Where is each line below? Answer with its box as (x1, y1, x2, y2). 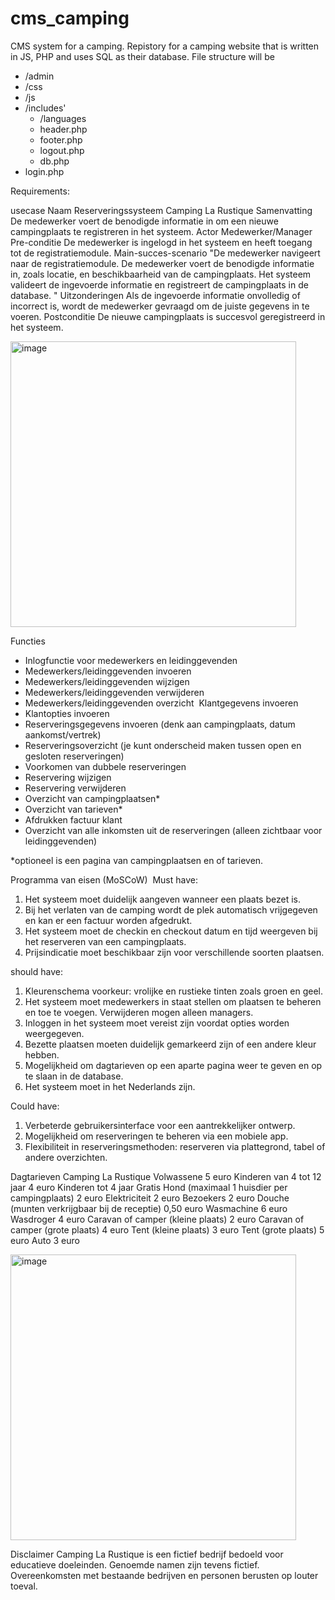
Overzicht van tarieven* (24, 803, 123, 815)
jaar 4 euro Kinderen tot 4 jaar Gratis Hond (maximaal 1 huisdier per (10, 1181, 288, 1193)
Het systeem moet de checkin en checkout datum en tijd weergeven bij (24, 925, 318, 937)
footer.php (39, 133, 83, 146)
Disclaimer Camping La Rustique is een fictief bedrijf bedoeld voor (10, 1548, 284, 1560)
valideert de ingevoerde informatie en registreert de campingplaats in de (10, 278, 309, 291)
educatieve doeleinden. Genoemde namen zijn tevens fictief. (10, 1558, 260, 1571)
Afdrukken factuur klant (24, 813, 123, 826)
